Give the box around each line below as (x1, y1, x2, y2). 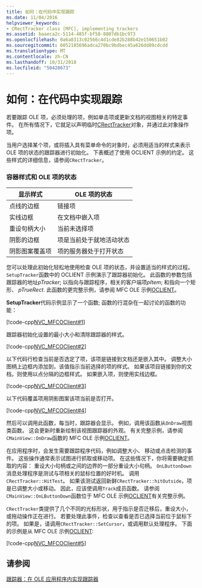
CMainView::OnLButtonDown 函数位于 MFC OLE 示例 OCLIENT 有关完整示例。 (6, 492, 189, 500)
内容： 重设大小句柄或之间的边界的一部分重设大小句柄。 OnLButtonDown (16, 462, 192, 469)
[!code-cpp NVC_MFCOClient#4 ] (6, 407, 87, 414)
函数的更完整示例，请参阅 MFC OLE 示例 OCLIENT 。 (51, 286, 180, 293)
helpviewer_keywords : (6, 20, 61, 26)
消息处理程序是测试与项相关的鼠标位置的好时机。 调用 (6, 469, 139, 477)
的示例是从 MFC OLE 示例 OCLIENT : (6, 527, 94, 534)
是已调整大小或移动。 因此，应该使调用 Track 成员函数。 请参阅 (6, 484, 160, 492)
